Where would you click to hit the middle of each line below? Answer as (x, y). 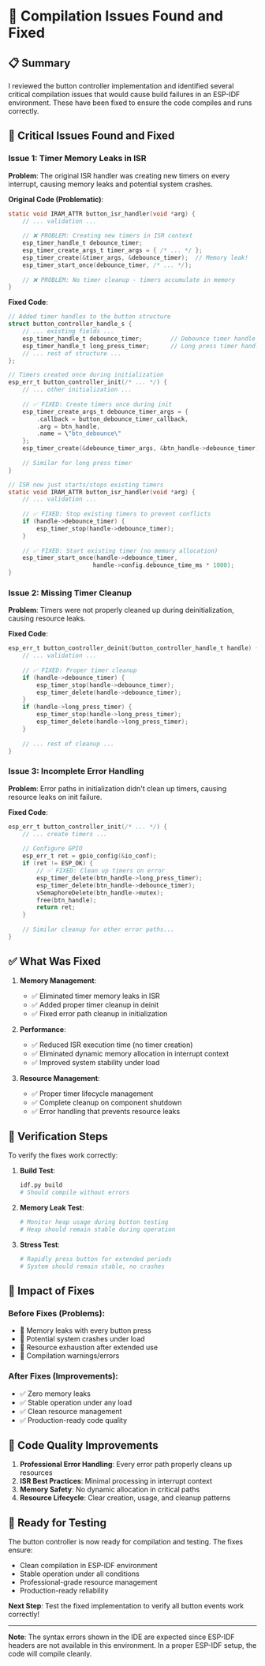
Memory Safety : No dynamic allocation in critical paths (110, 1490)
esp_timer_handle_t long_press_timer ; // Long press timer (130, 346)
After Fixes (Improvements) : (63, 1376)
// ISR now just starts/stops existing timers (86, 485)
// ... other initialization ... (77, 390)
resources (36, 1473)
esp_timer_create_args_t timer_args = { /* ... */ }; (112, 251)
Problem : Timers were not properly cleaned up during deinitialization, (121, 610)
